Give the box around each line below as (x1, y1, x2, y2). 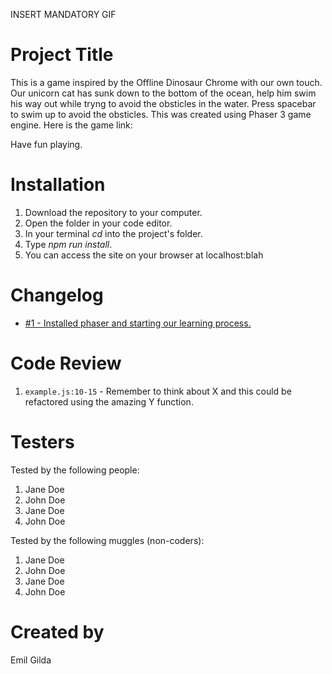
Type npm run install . (24, 238, 113, 250)
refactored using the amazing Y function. (24, 395, 194, 408)
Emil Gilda (10, 654, 52, 666)
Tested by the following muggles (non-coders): (10, 534, 205, 546)
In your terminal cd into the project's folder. (24, 227, 203, 239)
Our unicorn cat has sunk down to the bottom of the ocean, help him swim (10, 87, 317, 99)
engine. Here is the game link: (10, 119, 133, 131)
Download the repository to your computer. (24, 206, 203, 218)
